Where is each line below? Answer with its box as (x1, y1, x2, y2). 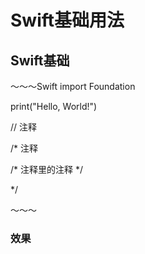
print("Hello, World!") (10, 101, 98, 112)
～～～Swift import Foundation (10, 81, 136, 92)
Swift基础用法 (10, 9, 125, 32)
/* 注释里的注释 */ (10, 164, 83, 175)
